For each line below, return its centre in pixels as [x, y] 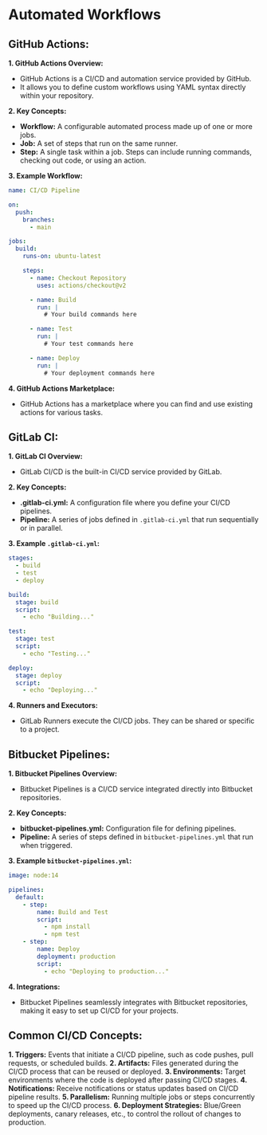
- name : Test [51, 329]
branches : [39, 220]
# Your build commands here [90, 315]
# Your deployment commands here [99, 373]
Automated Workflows [85, 15]
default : [30, 897]
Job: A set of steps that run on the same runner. [98, 143]
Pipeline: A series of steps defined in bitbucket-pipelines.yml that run [136, 837]
